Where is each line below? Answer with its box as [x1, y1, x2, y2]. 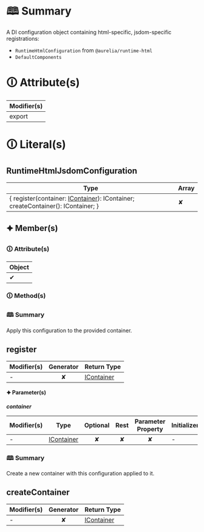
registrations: [6, 35, 39, 42]
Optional [84, 421, 110, 429]
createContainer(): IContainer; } [9, 201, 99, 210]
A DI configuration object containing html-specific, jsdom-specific [6, 28, 172, 36]
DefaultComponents [15, 54, 62, 60]
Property [137, 424, 163, 433]
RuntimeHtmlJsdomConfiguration [6, 166, 138, 176]
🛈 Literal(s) [6, 137, 66, 151]
